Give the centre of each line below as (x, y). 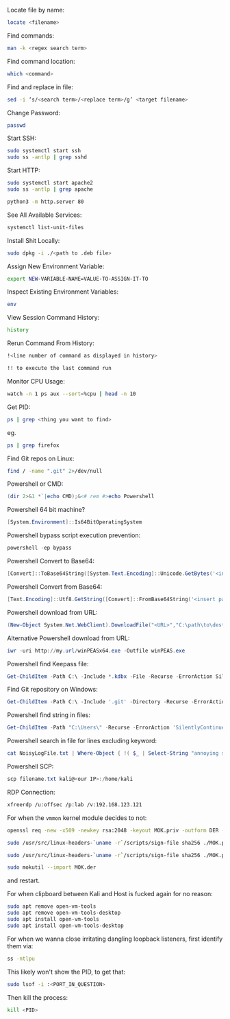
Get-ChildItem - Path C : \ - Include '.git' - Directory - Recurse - (101, 702)
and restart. (23, 880)
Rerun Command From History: (51, 343)
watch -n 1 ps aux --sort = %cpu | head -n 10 (72, 394)
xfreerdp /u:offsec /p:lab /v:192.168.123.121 (75, 805)
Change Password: (34, 113)
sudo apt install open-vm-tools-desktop (66, 926)
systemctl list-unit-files (46, 227)
